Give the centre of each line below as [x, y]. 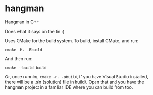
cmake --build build [26, 68]
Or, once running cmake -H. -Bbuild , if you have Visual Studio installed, [77, 76]
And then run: [19, 58]
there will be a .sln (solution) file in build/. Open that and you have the [75, 82]
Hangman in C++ [22, 22]
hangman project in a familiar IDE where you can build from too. [69, 87]
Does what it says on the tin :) [35, 31]
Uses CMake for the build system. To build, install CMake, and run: [72, 41]
